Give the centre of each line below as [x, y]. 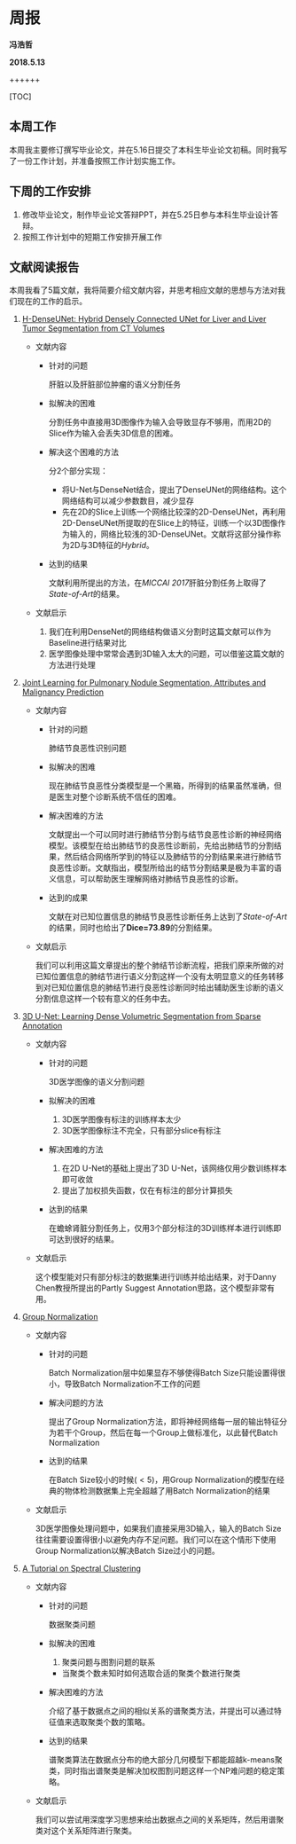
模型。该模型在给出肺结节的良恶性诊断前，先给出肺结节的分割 [161, 846]
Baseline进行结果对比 [87, 643]
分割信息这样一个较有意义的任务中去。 [105, 999]
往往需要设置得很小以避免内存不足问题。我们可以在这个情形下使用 [156, 1540]
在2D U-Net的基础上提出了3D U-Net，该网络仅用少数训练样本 [174, 1168]
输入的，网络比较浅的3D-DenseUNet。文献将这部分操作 [171, 534]
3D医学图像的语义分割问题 [97, 1082]
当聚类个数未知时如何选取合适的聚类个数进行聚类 [151, 1674]
